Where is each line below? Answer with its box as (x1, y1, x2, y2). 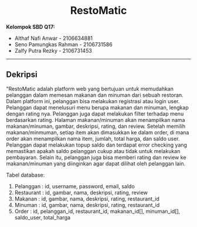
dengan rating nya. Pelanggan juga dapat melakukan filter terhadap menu (6, 110, 184, 117)
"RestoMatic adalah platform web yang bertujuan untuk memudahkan (6, 85, 174, 92)
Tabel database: (6, 171, 45, 178)
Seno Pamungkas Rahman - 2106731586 (14, 40, 113, 48)
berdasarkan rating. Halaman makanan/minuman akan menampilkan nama (6, 116, 185, 123)
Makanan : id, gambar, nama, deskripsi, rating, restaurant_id (14, 195, 160, 202)
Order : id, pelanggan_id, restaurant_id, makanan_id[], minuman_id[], (14, 208, 181, 215)
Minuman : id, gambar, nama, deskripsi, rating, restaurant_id (14, 201, 160, 208)
